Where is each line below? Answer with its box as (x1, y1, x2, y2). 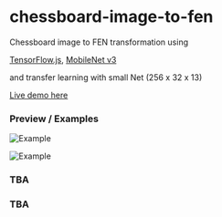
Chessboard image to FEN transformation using (9, 36, 189, 47)
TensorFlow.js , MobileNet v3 (9, 54, 117, 65)
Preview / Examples (9, 112, 99, 125)
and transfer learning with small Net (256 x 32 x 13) (9, 71, 203, 83)
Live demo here (9, 89, 69, 100)
